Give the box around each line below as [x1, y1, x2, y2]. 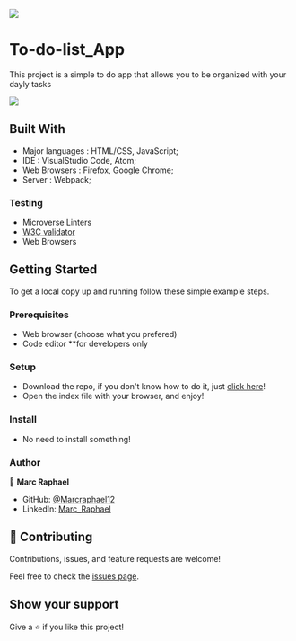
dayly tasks [9, 78, 52, 89]
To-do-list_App [9, 40, 126, 60]
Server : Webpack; [22, 174, 91, 184]
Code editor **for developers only [22, 338, 148, 350]
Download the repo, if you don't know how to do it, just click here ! [22, 381, 266, 392]
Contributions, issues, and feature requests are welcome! [9, 553, 222, 564]
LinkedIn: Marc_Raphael [22, 503, 111, 514]
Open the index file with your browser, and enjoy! [22, 391, 205, 402]
